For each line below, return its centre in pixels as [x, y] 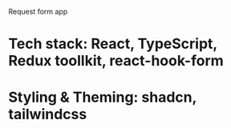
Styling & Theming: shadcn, [102, 97]
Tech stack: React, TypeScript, [113, 44]
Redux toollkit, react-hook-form [116, 61]
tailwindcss [48, 114]
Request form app [38, 12]
